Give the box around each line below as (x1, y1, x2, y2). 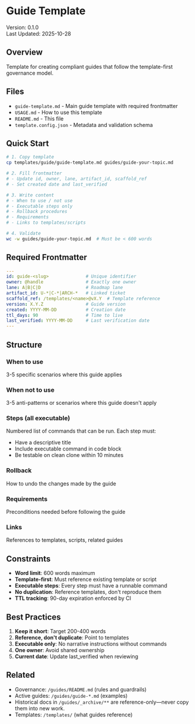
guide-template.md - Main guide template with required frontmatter (14, 102, 178, 109)
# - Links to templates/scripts (6, 220, 86, 226)
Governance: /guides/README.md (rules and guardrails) (14, 685, 147, 693)
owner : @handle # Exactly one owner (6, 279, 136, 285)
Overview (6, 47, 43, 58)
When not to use (6, 386, 55, 394)
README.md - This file (14, 115, 64, 122)
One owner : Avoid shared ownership (14, 646, 105, 653)
